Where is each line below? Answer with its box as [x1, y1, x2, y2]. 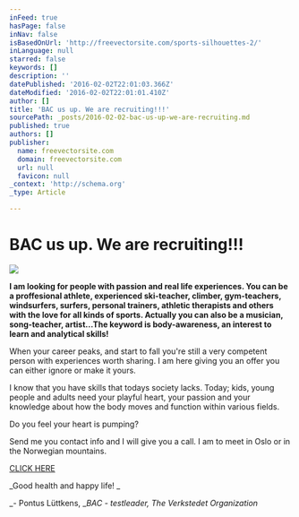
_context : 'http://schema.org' [9, 180, 126, 189]
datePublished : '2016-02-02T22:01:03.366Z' [9, 80, 175, 89]
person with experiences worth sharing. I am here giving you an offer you [9, 355, 280, 366]
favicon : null [17, 171, 70, 180]
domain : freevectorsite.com [17, 154, 123, 164]
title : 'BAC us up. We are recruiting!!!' [9, 105, 170, 114]
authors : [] [9, 130, 54, 139]
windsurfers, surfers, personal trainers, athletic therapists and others [9, 299, 275, 310]
